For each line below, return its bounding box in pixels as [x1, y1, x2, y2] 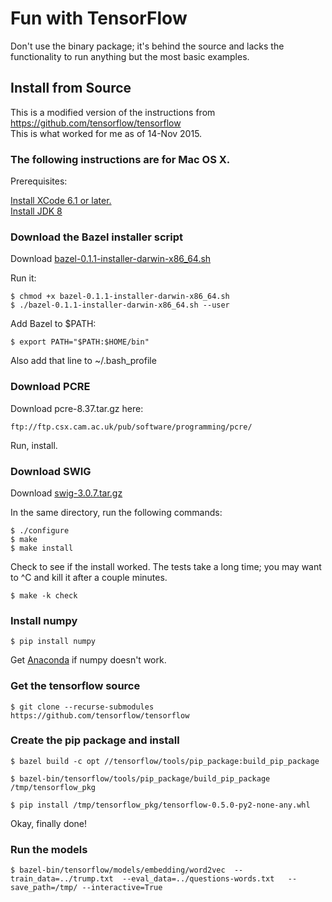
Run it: [10, 272, 37, 284]
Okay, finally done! [10, 817, 88, 829]
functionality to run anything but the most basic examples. [10, 50, 250, 62]
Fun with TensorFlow [10, 7, 188, 30]
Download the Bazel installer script [10, 230, 184, 244]
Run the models [10, 842, 88, 856]
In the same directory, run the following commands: [10, 506, 223, 518]
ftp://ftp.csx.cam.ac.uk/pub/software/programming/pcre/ [10, 422, 253, 432]
